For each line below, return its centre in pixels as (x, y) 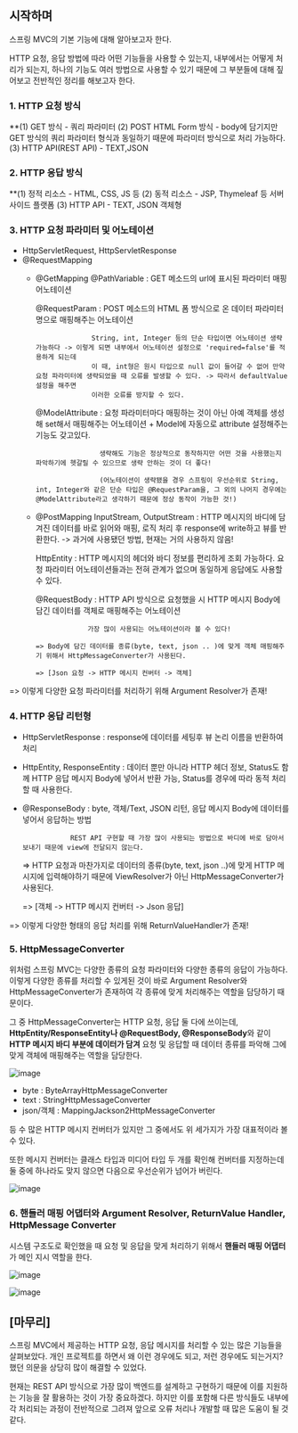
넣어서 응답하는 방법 (56, 819)
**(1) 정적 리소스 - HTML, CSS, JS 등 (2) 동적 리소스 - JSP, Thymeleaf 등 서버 (147, 194)
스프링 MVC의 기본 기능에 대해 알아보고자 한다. (90, 39)
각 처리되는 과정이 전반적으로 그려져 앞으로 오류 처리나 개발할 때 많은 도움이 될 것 (149, 1409)
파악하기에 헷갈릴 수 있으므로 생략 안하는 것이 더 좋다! (123, 463)
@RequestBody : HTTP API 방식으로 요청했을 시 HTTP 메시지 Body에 (158, 599)
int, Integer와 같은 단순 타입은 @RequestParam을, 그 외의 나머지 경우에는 (161, 490)
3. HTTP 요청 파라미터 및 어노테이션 (81, 230)
